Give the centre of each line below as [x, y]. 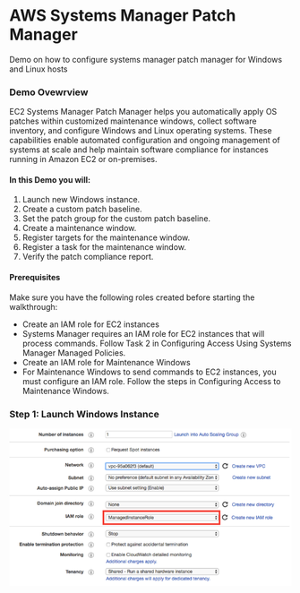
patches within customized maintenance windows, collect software [133, 121]
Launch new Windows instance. [81, 200]
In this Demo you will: [50, 179]
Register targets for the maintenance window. [106, 237]
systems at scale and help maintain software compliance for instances [139, 150]
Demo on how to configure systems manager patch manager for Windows [146, 59]
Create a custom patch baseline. [82, 209]
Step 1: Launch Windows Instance [84, 414]
